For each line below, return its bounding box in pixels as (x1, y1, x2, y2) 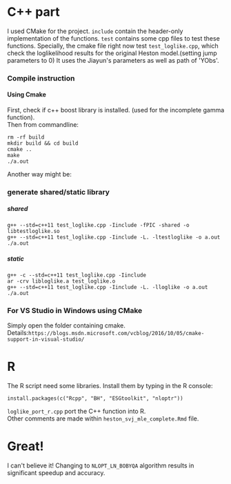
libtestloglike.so (7, 228, 60, 234)
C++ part (7, 4, 60, 20)
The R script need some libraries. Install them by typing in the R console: (7, 382, 213, 390)
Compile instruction (7, 73, 75, 83)
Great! (7, 438, 44, 454)
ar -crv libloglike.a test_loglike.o (7, 277, 116, 285)
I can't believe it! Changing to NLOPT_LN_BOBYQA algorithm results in (7, 461, 194, 470)
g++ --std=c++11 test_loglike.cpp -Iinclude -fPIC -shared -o (7, 221, 190, 228)
